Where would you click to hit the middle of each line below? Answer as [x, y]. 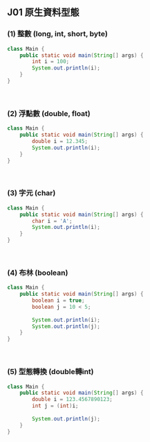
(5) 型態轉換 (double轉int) [51, 372]
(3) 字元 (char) [31, 193]
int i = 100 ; [51, 62]
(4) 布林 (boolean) [38, 273]
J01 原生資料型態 [43, 12]
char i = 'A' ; [52, 221]
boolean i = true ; [58, 300]
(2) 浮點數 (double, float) [49, 113]
